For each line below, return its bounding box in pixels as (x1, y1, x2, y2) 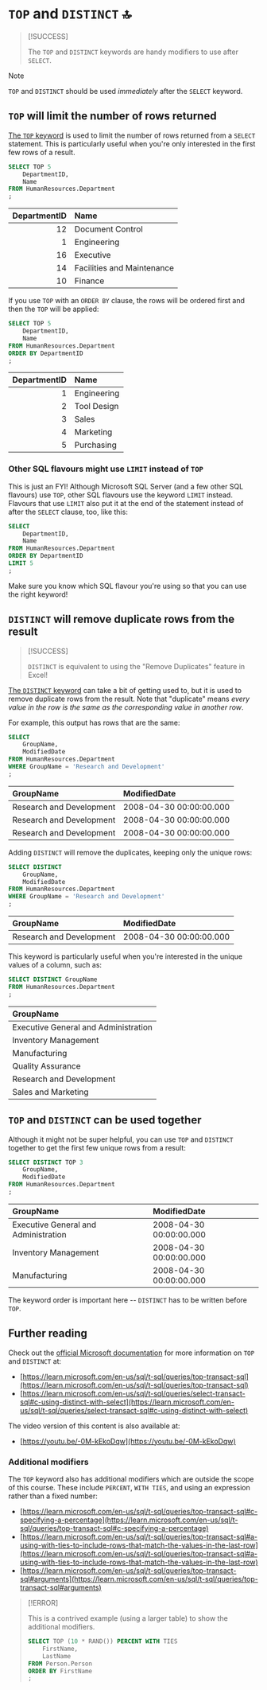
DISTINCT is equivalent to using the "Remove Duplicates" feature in (27, 661, 246, 671)
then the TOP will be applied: (8, 304, 99, 314)
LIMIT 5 (8, 559, 34, 567)
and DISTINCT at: (8, 1356, 62, 1365)
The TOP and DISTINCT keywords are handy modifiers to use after (27, 47, 238, 56)
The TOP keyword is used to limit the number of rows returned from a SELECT (8, 130, 256, 140)
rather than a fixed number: (8, 1491, 98, 1501)
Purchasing (74, 439, 117, 450)
